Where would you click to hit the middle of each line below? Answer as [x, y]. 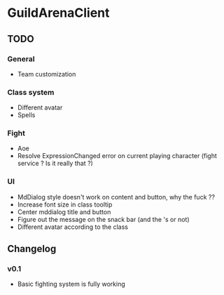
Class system [31, 92]
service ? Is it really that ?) [55, 164]
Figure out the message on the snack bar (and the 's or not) [104, 219]
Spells [26, 115]
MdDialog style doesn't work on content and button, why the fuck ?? [116, 197]
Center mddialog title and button [64, 211]
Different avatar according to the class [72, 227]
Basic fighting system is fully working [71, 284]
